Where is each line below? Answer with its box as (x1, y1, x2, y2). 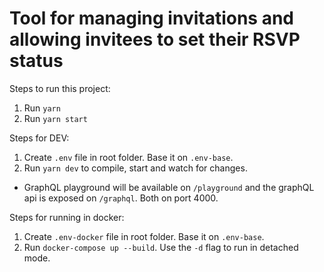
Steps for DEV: (9, 132, 70, 144)
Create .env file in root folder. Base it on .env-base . (23, 151, 234, 163)
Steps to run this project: (9, 82, 111, 94)
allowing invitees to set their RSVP (9, 28, 301, 51)
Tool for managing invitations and (9, 7, 294, 30)
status (9, 50, 64, 72)
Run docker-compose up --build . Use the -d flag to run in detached (23, 241, 299, 253)
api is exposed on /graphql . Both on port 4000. (23, 192, 219, 204)
